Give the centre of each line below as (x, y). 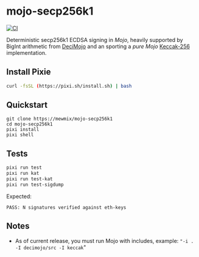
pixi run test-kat (30, 179)
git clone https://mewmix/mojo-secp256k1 (60, 119)
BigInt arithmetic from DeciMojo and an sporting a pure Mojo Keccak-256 (98, 46)
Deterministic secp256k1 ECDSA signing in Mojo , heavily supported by (95, 40)
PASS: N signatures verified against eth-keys (66, 207)
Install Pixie (29, 72)
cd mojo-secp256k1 (30, 124)
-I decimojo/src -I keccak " (51, 247)
